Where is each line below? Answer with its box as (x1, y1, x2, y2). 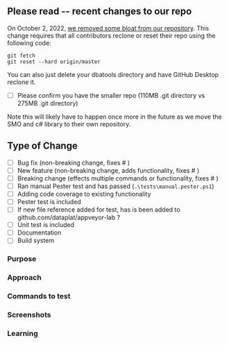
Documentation (17, 228, 62, 237)
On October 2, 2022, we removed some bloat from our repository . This (7, 24, 210, 32)
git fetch (7, 52, 36, 59)
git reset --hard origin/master (7, 58, 101, 65)
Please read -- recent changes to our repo (7, 6, 192, 17)
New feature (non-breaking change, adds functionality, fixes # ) (17, 166, 200, 174)
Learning (7, 328, 38, 338)
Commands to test (7, 292, 71, 301)
